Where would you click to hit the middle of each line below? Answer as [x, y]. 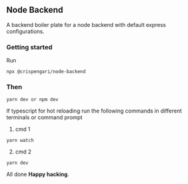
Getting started [30, 47]
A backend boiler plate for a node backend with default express [86, 24]
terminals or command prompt [45, 117]
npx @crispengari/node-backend [46, 72]
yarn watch [20, 141]
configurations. [25, 31]
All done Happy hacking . [38, 174]
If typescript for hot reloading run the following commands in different [94, 111]
